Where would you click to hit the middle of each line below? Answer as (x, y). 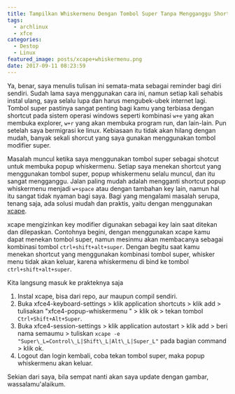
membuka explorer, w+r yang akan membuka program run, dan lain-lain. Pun (117, 122)
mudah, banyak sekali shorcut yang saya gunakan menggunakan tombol (112, 138)
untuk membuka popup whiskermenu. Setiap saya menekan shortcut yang (114, 166)
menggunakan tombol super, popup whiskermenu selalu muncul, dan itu (111, 174)
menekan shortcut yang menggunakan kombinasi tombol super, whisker (111, 254)
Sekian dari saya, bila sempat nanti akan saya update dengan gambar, (108, 377)
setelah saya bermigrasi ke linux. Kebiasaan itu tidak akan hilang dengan (112, 130)
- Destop (26, 46)
